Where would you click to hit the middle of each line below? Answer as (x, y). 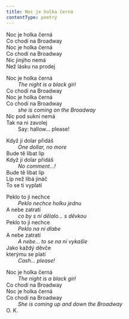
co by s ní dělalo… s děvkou (52, 216)
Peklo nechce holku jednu (50, 203)
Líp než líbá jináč (27, 179)
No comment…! (37, 166)
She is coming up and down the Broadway (70, 304)
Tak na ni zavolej (27, 122)
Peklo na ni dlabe (39, 228)
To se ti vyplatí (24, 185)
